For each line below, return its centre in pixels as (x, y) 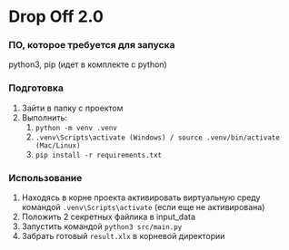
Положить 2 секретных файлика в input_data (109, 217)
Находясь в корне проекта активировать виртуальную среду (141, 197)
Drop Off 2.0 (56, 17)
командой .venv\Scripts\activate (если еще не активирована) (143, 207)
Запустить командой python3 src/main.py (102, 226)
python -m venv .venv (76, 128)
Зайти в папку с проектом (72, 108)
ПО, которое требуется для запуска (92, 45)
